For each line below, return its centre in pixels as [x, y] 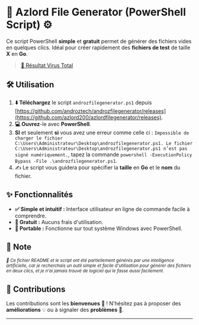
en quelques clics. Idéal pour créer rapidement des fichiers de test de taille [98, 48]
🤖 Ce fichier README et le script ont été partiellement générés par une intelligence [90, 261]
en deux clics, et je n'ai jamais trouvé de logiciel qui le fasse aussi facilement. [85, 271]
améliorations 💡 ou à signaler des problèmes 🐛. [65, 310]
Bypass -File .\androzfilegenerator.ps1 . [66, 160]
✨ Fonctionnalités [40, 195]
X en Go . [17, 53]
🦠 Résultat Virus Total [47, 65]
